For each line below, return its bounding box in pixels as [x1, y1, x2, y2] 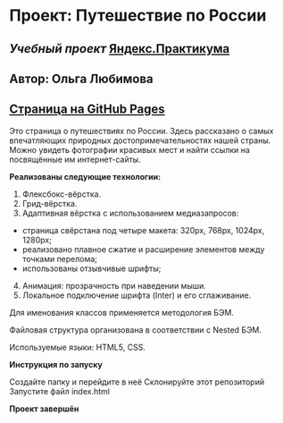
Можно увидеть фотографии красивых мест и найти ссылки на [9, 144, 250, 155]
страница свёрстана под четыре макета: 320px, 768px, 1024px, [21, 224, 265, 235]
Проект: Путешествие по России [9, 5, 267, 26]
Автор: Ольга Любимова [9, 71, 154, 86]
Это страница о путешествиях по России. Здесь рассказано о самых [9, 125, 274, 136]
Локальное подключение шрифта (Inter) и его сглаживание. [21, 290, 252, 300]
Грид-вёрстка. [21, 198, 78, 208]
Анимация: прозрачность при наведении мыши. [21, 280, 207, 291]
